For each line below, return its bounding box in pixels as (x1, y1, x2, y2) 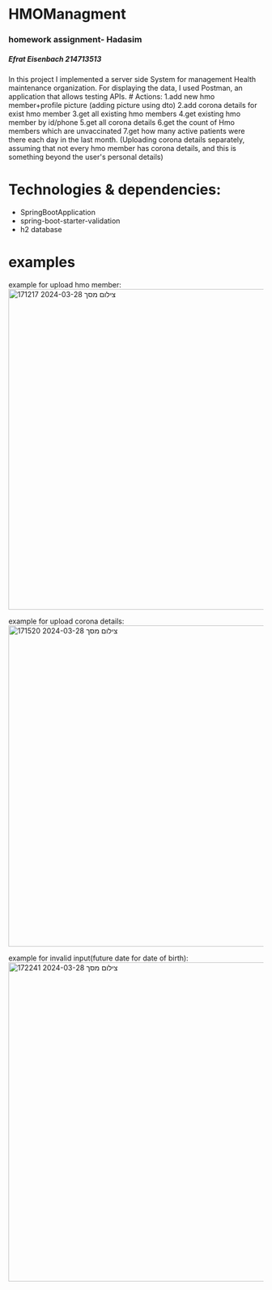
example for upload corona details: (8, 616, 125, 626)
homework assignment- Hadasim (8, 34, 142, 45)
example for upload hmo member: (8, 279, 121, 289)
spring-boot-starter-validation (19, 216, 121, 226)
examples (8, 253, 75, 272)
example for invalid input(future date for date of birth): (8, 953, 189, 963)
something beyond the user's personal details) (8, 152, 164, 162)
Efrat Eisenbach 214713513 (8, 54, 102, 63)
